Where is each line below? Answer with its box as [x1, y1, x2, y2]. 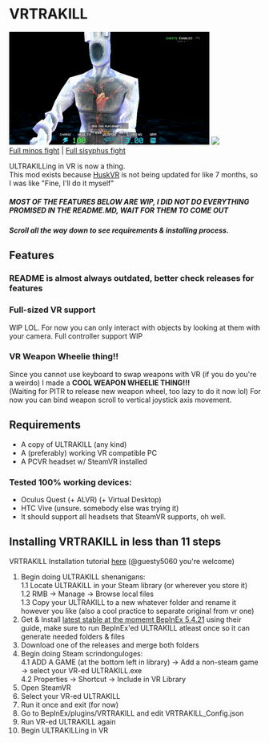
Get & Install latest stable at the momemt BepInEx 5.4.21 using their [20, 615, 242, 624]
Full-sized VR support [9, 304, 96, 315]
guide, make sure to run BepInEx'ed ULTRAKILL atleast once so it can [20, 623, 251, 632]
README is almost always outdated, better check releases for [9, 273, 255, 284]
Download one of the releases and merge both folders [20, 639, 199, 650]
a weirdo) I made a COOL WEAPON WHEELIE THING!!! [9, 378, 191, 388]
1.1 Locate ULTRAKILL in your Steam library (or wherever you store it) [20, 580, 248, 590]
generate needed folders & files [20, 631, 125, 641]
